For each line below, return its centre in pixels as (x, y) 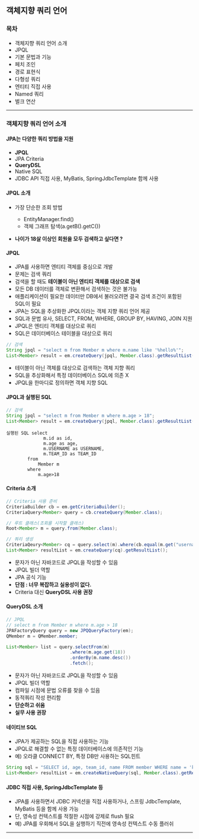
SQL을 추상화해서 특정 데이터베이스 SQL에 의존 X (72, 375)
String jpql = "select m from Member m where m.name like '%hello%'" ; (95, 350)
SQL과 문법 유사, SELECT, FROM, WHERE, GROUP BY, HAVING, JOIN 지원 (103, 318)
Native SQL (28, 171)
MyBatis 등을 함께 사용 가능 (46, 809)
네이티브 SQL (22, 727)
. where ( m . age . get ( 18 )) (98, 652)
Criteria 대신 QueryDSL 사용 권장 (54, 592)
